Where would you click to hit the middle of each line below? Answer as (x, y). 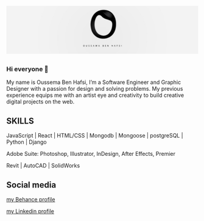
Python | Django (26, 142)
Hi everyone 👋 (27, 69)
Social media (31, 185)
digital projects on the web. (40, 102)
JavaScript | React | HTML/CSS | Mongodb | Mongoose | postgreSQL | (95, 136)
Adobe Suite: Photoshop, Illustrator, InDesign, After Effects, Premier (91, 154)
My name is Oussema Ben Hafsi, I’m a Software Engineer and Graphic (94, 82)
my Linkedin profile (30, 211)
